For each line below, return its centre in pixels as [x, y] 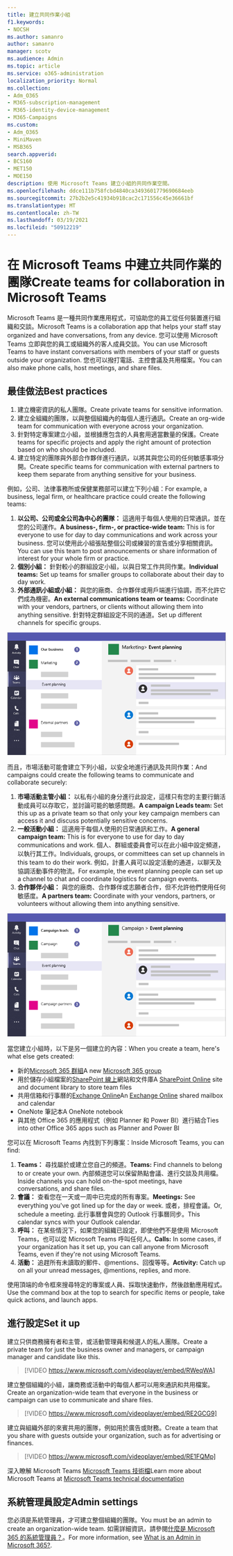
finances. [20, 1443]
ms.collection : [29, 88]
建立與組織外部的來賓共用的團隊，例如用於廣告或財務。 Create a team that [113, 1427]
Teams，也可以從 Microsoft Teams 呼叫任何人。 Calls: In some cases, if [119, 1239]
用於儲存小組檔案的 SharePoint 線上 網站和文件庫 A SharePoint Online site [120, 1079]
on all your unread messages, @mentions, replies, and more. [104, 1270]
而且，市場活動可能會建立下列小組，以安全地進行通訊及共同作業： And [107, 767]
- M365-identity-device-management [59, 110]
